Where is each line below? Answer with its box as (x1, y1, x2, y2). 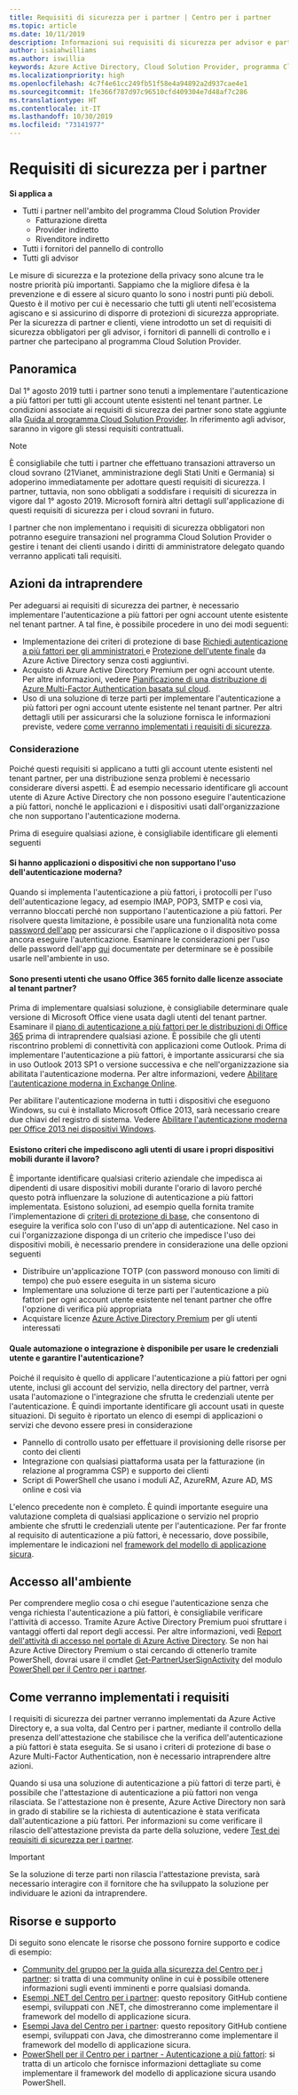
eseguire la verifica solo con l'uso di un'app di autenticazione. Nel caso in (9, 1220, 278, 1232)
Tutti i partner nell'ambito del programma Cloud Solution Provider (21, 205, 261, 216)
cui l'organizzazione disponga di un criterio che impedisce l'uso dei (9, 1230, 255, 1240)
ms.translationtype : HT (9, 95, 98, 105)
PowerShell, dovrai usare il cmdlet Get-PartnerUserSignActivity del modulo (9, 1655, 283, 1666)
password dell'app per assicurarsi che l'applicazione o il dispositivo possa (9, 925, 280, 935)
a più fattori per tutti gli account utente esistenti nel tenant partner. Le (9, 395, 263, 405)
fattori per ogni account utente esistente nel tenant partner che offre (21, 1295, 272, 1305)
